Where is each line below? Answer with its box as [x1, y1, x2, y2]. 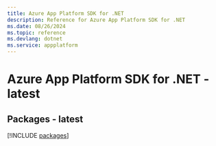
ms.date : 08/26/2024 [7, 23, 67, 29]
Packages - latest [7, 113, 84, 125]
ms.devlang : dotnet [7, 36, 63, 42]
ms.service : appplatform [7, 42, 78, 49]
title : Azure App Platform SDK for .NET [7, 10, 125, 17]
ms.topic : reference [7, 29, 67, 36]
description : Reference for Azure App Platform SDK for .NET [7, 16, 186, 23]
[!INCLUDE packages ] [7, 132, 69, 139]
